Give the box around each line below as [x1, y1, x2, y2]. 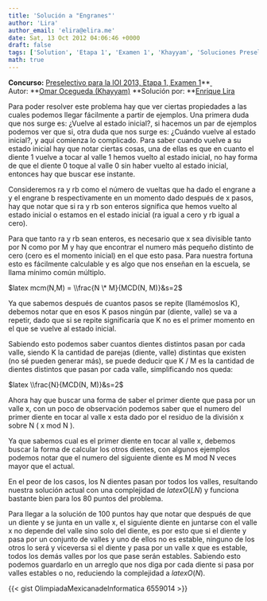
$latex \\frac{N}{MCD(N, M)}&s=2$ [8, 379, 124, 390]
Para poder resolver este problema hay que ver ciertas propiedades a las [8, 101, 248, 111]
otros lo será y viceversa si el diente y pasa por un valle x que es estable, [8, 542, 248, 553]
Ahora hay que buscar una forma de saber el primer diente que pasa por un [8, 395, 256, 405]
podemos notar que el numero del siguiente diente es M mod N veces [8, 452, 237, 462]
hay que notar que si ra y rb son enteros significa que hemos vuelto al [8, 201, 238, 211]
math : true [8, 56, 44, 64]
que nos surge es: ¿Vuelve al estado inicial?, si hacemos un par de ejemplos [8, 118, 257, 128]
